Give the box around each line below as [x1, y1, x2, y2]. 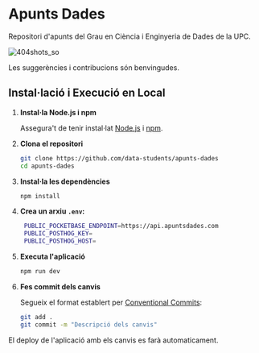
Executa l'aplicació [19, 251, 86, 261]
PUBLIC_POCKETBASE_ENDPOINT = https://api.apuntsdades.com [23, 222, 219, 230]
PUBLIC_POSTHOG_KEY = [23, 230, 92, 238]
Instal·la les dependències [19, 176, 110, 186]
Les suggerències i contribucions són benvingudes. [8, 62, 179, 73]
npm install [19, 192, 60, 200]
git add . [19, 313, 54, 321]
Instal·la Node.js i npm [19, 107, 97, 117]
